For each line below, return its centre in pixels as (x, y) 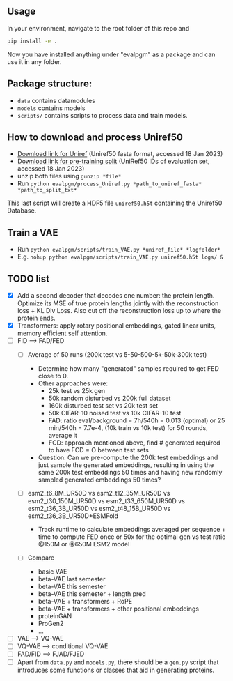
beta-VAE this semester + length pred (92, 594)
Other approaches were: (73, 383)
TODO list (29, 278)
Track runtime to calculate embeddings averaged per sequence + (132, 530)
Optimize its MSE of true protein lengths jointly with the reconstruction (118, 303)
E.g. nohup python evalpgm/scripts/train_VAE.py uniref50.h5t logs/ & (120, 257)
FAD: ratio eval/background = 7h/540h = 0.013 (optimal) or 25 (137, 420)
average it (63, 436)
